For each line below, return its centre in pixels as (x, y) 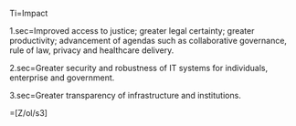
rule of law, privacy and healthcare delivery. (92, 50)
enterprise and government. (62, 78)
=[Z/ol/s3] (29, 113)
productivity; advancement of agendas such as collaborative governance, (148, 41)
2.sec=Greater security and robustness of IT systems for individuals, (139, 68)
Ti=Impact (29, 13)
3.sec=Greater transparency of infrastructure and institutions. (126, 95)
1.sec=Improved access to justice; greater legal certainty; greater (132, 31)
